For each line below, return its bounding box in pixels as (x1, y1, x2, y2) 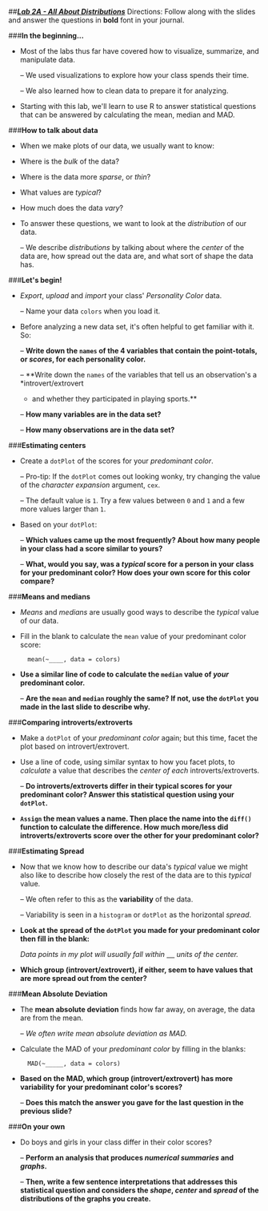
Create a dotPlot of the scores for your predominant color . (19, 456, 214, 466)
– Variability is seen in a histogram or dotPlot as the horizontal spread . (19, 910, 252, 919)
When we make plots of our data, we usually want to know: (19, 141, 214, 151)
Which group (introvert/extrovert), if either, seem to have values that (19, 965, 254, 975)
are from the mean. (19, 1013, 84, 1023)
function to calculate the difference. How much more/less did (19, 822, 229, 832)
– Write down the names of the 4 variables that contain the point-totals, (19, 346, 258, 355)
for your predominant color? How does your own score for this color (19, 568, 250, 577)
